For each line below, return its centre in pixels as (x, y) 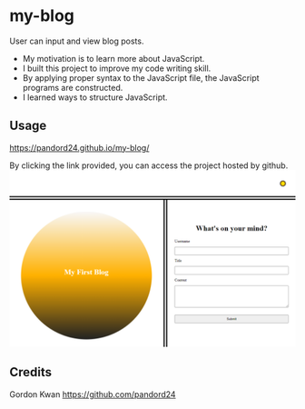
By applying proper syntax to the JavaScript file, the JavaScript (141, 77)
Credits (31, 372)
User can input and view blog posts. (77, 41)
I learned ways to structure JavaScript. (95, 97)
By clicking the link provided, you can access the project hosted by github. (149, 165)
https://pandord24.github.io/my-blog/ (79, 147)
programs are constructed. (73, 87)
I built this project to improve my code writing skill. (117, 68)
